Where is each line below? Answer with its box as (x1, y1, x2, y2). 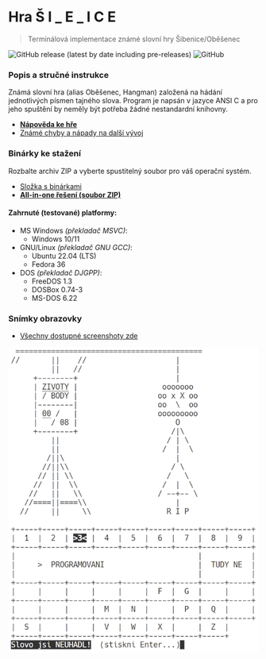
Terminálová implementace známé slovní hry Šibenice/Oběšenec (27, 34, 241, 44)
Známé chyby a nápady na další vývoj (19, 128, 144, 138)
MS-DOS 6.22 (31, 293, 78, 303)
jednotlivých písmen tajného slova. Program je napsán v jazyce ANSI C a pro (8, 96, 258, 106)
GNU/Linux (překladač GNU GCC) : (19, 242, 133, 252)
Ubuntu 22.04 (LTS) (31, 251, 97, 260)
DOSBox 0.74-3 (31, 284, 83, 294)
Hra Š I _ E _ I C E (8, 8, 117, 26)
